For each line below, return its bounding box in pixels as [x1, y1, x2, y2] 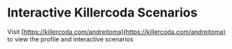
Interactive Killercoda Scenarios [7, 5, 198, 21]
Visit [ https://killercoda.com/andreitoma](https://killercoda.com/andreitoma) [7, 28, 226, 36]
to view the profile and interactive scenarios [7, 35, 134, 43]
